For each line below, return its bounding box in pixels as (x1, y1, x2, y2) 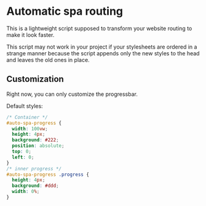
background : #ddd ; (12, 183, 60, 189)
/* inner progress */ (6, 165, 62, 172)
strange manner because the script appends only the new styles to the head (6, 49, 200, 57)
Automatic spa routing (6, 4, 124, 18)
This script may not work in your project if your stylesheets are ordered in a (6, 43, 197, 50)
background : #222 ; (12, 137, 60, 143)
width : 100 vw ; (12, 125, 48, 132)
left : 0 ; (12, 154, 34, 160)
